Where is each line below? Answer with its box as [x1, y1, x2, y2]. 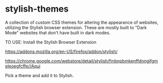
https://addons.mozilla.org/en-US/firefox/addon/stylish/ [5, 49, 117, 54]
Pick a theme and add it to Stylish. [5, 72, 74, 78]
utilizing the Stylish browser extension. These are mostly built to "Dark [5, 24, 147, 30]
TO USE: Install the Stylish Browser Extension [5, 39, 97, 45]
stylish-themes [5, 3, 69, 15]
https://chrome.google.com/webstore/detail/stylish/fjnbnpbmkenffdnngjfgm [5, 58, 158, 64]
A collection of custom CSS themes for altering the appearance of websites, [5, 19, 159, 25]
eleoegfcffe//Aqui [5, 63, 41, 69]
